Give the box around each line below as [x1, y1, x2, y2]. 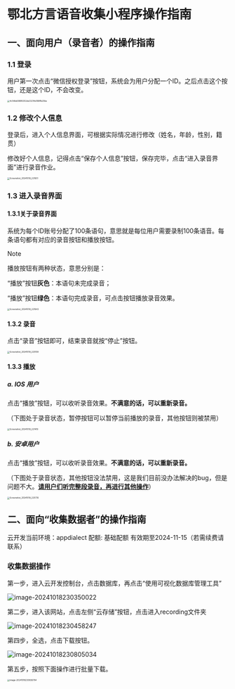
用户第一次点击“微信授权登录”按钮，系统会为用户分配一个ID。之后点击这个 [7, 77, 222, 85]
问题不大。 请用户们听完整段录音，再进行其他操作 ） [7, 482, 155, 491]
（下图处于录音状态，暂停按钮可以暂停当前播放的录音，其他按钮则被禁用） [7, 414, 222, 423]
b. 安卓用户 [7, 439, 40, 448]
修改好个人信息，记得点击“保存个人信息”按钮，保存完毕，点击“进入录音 [7, 154, 213, 162]
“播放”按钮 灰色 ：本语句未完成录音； [7, 278, 112, 287]
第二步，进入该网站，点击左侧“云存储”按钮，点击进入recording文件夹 [7, 607, 207, 616]
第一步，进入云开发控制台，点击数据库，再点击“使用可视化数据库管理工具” [7, 579, 222, 587]
